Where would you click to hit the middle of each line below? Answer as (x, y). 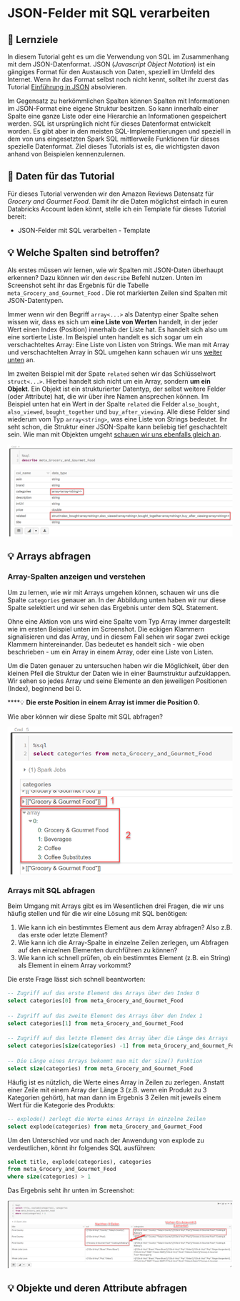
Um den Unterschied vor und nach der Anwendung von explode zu (106, 1140)
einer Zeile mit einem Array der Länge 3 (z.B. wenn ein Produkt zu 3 (107, 1090)
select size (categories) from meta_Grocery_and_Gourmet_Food (100, 1068)
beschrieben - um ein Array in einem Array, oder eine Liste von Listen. (111, 652)
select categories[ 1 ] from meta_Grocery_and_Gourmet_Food (95, 1023)
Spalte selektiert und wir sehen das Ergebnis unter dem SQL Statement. (113, 607)
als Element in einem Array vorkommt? (74, 965)
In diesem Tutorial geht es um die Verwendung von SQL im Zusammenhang (118, 56)
